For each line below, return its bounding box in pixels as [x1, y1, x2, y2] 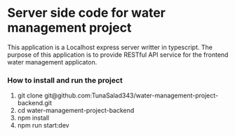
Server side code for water [7, 5, 166, 21]
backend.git [17, 99, 53, 107]
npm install [17, 114, 50, 122]
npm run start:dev [17, 121, 69, 130]
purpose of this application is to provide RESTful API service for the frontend [7, 50, 229, 59]
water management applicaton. [7, 57, 98, 66]
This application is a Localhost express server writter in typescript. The [7, 43, 213, 51]
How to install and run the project [7, 75, 123, 85]
